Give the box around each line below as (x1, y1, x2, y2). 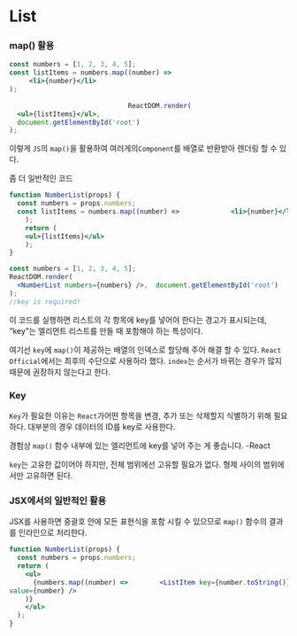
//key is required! (9, 297, 81, 306)
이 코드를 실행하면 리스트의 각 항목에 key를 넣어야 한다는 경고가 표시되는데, (9, 314, 267, 325)
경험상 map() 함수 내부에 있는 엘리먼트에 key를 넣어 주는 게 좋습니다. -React (9, 440, 271, 451)
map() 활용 (9, 40, 55, 52)
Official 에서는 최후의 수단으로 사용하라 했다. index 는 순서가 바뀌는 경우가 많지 (9, 355, 283, 366)
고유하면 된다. (25, 470, 73, 481)
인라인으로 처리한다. (18, 527, 88, 538)
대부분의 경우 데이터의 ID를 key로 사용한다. (27, 422, 176, 432)
